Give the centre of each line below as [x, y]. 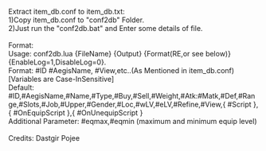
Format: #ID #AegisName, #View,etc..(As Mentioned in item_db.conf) [121, 70]
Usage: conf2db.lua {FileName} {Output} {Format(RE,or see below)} [119, 54]
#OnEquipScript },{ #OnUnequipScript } [78, 113]
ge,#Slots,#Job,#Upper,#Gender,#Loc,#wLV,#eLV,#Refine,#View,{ [117, 104]
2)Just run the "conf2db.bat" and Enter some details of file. [106, 28]
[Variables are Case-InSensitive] [61, 79]
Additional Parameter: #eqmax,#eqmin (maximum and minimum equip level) [133, 121]
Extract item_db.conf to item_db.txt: [66, 12]
